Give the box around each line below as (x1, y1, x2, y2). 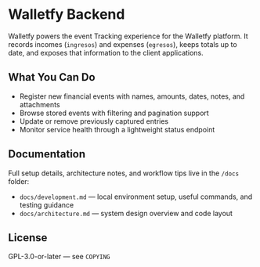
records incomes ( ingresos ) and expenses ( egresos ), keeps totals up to (8, 39, 237, 49)
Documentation (8, 147, 86, 161)
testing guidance (19, 200, 74, 209)
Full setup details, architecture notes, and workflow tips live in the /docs (8, 168, 240, 178)
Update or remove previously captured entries (19, 116, 169, 126)
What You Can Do (8, 70, 96, 84)
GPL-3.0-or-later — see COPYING (8, 252, 111, 262)
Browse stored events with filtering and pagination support (19, 108, 209, 117)
